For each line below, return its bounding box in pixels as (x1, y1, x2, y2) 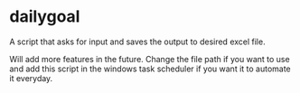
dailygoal (9, 6, 80, 27)
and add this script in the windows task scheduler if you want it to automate (9, 63, 291, 74)
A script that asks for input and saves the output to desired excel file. (9, 36, 266, 47)
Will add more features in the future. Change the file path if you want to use (9, 53, 291, 64)
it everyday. (9, 72, 53, 83)
